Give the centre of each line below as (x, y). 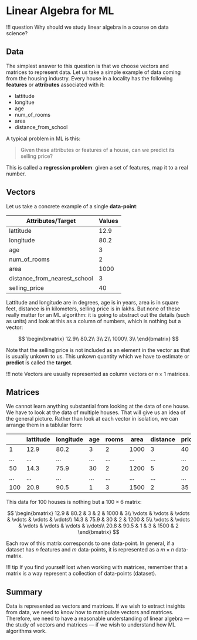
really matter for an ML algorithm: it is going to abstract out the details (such (98, 314)
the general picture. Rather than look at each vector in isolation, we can (92, 419)
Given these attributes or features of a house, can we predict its (97, 150)
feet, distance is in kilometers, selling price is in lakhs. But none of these (93, 309)
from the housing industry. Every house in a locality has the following (89, 78)
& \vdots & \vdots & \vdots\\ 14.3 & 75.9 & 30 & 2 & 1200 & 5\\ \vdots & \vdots (98, 520)
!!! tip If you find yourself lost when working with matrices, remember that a (97, 567)
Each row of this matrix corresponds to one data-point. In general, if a (90, 543)
